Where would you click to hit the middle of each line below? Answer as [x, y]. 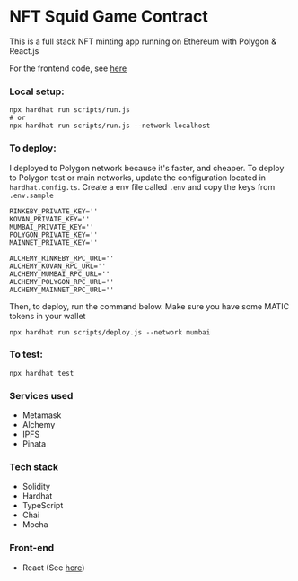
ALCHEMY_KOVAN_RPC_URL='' [57, 266]
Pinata [34, 444]
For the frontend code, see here [68, 68]
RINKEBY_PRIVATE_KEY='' [54, 211]
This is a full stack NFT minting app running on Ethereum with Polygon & [143, 41]
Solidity [36, 487]
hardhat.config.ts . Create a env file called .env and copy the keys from [142, 186]
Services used [41, 395]
